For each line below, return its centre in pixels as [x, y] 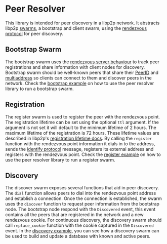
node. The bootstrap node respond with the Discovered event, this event [80, 209]
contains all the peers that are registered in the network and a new [74, 215]
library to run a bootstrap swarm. [40, 89]
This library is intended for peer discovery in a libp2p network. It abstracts [82, 23]
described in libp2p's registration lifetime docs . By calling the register [79, 138]
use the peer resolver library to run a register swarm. [60, 159]
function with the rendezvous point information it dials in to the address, [80, 144]
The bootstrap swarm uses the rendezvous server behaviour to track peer [82, 62]
